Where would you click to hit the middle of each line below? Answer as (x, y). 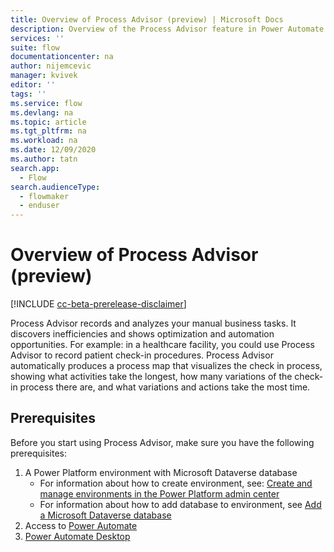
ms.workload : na (44, 141)
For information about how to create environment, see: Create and (176, 483)
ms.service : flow (46, 103)
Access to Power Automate (81, 525)
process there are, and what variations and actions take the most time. (165, 387)
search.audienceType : (55, 187)
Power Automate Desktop (77, 536)
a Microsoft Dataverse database (105, 515)
